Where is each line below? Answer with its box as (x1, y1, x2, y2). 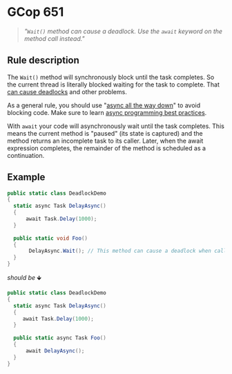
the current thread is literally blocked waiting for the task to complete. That (7, 80, 220, 89)
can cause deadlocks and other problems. (7, 87, 128, 96)
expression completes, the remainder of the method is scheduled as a (7, 143, 206, 152)
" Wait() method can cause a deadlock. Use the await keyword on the (23, 27, 223, 35)
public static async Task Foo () (13, 335, 107, 341)
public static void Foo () (13, 235, 88, 242)
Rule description (7, 55, 79, 66)
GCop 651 (7, 4, 64, 20)
